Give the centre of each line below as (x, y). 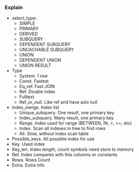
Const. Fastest (34, 81)
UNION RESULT (35, 65)
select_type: (24, 18)
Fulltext (27, 97)
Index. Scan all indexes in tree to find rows (62, 129)
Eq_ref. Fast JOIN (37, 86)
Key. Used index (28, 144)
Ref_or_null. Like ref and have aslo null (58, 102)
